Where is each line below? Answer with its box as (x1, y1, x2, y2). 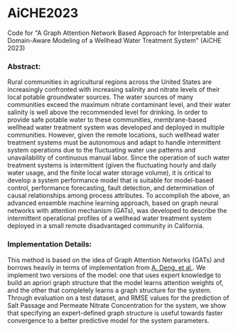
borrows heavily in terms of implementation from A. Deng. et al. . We (7, 263, 206, 271)
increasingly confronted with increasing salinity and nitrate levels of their (7, 85, 220, 94)
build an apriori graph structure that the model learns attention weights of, (7, 278, 224, 286)
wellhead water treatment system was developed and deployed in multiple (7, 123, 225, 132)
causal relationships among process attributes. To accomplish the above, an (7, 191, 230, 200)
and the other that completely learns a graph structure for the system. (7, 286, 212, 294)
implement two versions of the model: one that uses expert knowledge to (7, 271, 222, 279)
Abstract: (7, 61, 41, 71)
